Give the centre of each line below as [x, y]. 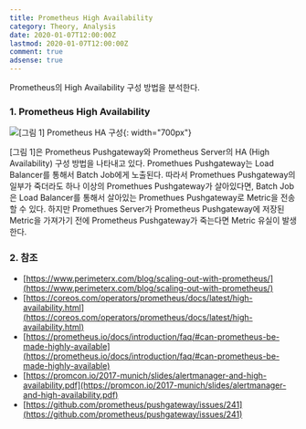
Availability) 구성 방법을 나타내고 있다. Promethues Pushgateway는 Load [142, 163]
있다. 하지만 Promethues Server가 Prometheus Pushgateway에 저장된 [157, 209]
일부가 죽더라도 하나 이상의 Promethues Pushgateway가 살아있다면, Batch [144, 186]
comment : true [37, 52]
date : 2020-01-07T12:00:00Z [63, 35]
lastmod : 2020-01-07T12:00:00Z [69, 43]
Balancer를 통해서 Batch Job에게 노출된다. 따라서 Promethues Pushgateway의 [153, 175]
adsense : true [37, 60]
